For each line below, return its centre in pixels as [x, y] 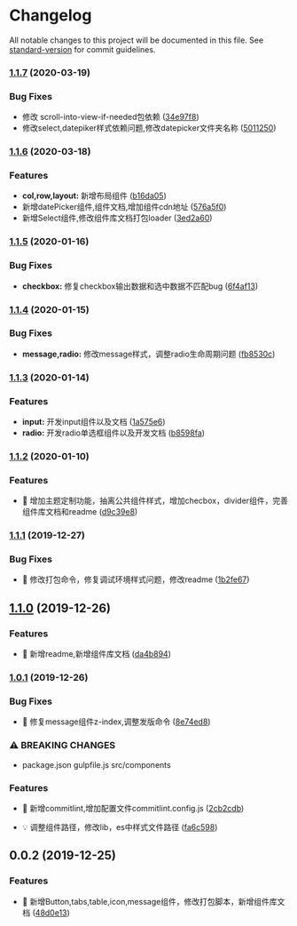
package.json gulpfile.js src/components [96, 764]
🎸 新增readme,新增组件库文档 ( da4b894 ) [96, 654]
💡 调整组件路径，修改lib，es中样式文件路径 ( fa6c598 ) [120, 826]
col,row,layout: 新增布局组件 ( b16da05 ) [94, 196]
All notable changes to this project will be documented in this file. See [137, 40]
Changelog [51, 16]
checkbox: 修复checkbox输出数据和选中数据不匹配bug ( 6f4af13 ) [140, 286]
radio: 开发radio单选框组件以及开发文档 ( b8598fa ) [113, 433]
